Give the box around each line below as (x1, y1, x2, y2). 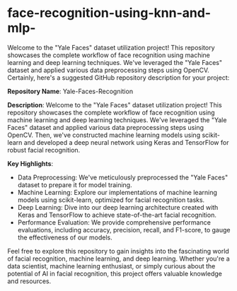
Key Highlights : (7, 159, 54, 167)
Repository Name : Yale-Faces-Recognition (7, 87, 133, 95)
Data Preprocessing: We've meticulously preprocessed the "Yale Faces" (17, 173, 229, 182)
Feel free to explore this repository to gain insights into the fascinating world (7, 247, 230, 255)
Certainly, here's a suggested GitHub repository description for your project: (7, 73, 230, 82)
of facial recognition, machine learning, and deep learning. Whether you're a (7, 254, 230, 263)
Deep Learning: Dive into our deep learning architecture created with (17, 203, 219, 211)
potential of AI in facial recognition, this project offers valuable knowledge (7, 269, 223, 278)
